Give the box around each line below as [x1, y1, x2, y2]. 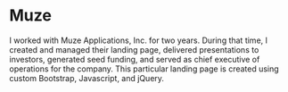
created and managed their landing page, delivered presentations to [9, 44, 259, 54]
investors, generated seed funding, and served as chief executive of [9, 54, 260, 64]
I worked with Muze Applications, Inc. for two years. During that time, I [9, 35, 268, 46]
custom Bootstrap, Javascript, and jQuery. [9, 72, 165, 83]
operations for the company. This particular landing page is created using [9, 63, 279, 74]
